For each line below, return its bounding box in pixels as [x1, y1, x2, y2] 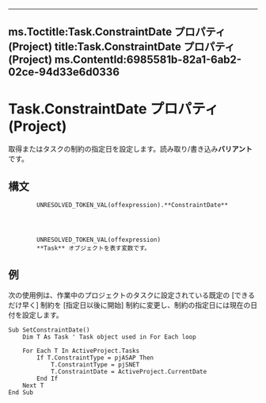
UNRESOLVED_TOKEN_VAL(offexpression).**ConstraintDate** [36, 201, 228, 209]
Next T [22, 382, 44, 390]
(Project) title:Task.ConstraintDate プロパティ [8, 40, 235, 54]
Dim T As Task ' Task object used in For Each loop [22, 332, 196, 341]
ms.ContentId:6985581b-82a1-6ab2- [54, 53, 242, 67]
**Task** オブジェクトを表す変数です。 [36, 244, 150, 252]
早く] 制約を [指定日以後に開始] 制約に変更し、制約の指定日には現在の [21, 300, 251, 309]
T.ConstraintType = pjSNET [50, 360, 140, 369]
